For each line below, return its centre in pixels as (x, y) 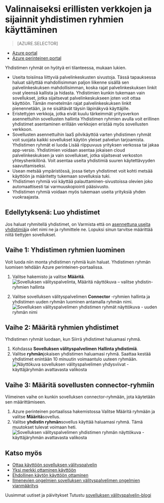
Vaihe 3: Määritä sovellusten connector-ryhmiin (80, 385)
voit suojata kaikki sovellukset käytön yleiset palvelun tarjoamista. (78, 139)
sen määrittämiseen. (26, 402)
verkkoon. (22, 129)
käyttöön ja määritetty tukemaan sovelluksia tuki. (61, 176)
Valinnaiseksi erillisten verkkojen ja (78, 9)
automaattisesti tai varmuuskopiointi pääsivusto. (61, 186)
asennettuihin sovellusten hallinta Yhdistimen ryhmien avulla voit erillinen (86, 119)
